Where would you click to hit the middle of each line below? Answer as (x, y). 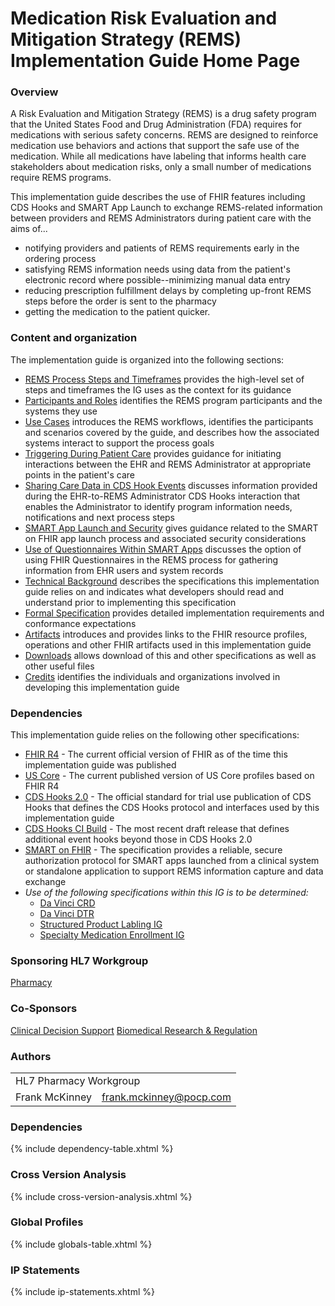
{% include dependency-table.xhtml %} (92, 1149)
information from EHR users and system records (124, 570)
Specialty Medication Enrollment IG (112, 935)
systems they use (61, 411)
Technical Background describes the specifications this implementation (172, 581)
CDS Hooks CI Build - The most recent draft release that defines (157, 829)
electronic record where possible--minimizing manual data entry (157, 280)
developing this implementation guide (102, 687)
